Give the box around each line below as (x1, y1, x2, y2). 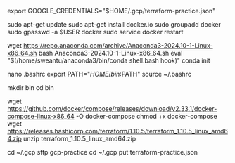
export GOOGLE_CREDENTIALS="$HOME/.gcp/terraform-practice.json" (7, 7, 216, 15)
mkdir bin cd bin (7, 84, 54, 91)
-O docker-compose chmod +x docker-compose (76, 112, 217, 120)
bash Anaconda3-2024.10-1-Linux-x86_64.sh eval (38, 49, 183, 57)
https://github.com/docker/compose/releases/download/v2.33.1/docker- (7, 105, 217, 112)
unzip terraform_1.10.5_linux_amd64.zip (23, 134, 136, 143)
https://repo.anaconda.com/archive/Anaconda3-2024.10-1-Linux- (23, 41, 213, 49)
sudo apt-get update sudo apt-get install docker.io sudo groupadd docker (7, 20, 222, 28)
